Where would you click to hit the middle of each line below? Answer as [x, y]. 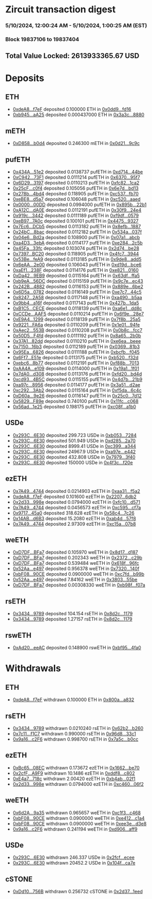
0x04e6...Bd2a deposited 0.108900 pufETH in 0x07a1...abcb [76, 237]
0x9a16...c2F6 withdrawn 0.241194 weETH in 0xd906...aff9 [75, 829]
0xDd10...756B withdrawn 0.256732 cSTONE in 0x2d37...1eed [78, 892]
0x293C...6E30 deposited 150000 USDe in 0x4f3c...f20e [73, 462]
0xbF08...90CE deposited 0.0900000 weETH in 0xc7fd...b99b [79, 574]
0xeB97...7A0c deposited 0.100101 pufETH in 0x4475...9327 [75, 221]
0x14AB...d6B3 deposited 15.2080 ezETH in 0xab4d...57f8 [74, 518]
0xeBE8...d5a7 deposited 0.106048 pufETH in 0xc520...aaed [77, 199]
